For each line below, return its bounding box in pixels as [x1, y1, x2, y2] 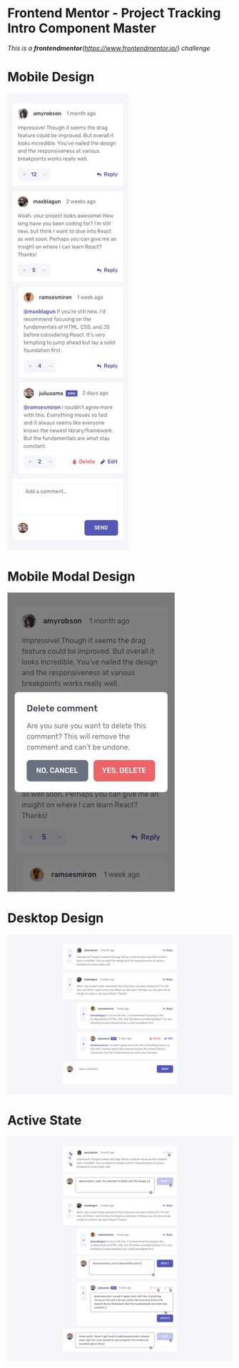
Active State [7, 1112, 82, 1129]
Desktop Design [7, 910, 104, 926]
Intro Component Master [7, 20, 156, 36]
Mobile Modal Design [7, 569, 136, 585]
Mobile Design [7, 69, 95, 85]
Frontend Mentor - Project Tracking [7, 5, 221, 21]
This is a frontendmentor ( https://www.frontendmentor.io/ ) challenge [7, 44, 210, 52]
